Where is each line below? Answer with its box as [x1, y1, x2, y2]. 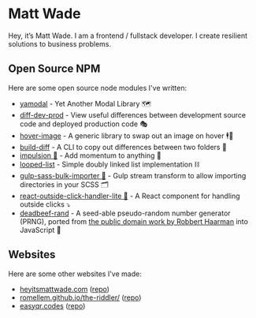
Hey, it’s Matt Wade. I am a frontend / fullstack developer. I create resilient [8, 31, 248, 40]
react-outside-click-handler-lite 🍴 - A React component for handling [19, 191, 240, 200]
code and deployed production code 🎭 [19, 119, 148, 129]
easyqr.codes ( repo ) [19, 301, 86, 310]
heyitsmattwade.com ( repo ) [19, 284, 110, 294]
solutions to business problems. [8, 39, 112, 48]
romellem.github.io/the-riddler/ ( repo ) [19, 293, 142, 302]
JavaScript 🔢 [19, 225, 61, 234]
